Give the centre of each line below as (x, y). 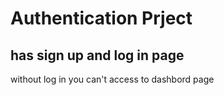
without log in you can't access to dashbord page (112, 79)
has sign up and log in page (97, 55)
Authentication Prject (101, 18)
